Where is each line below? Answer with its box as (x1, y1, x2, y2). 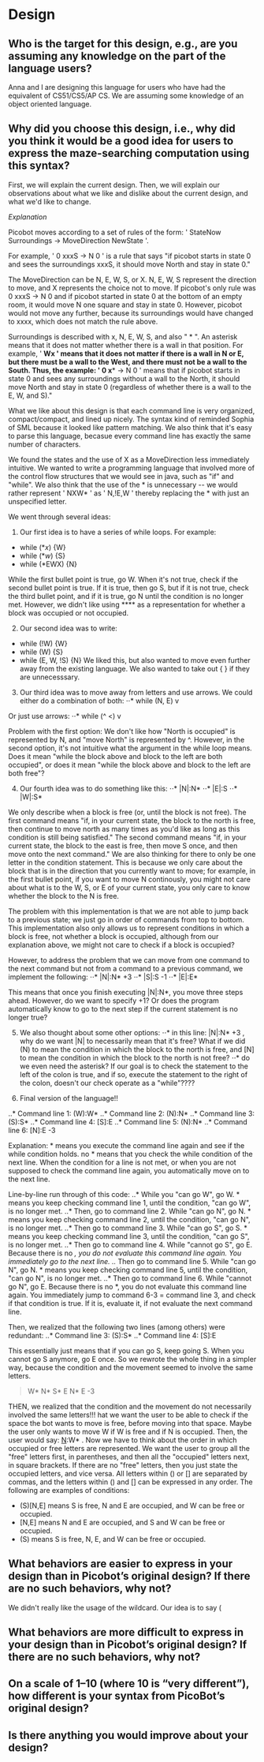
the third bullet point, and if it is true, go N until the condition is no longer (8, 591, 244, 600)
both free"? (8, 768, 45, 778)
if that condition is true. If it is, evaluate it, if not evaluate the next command (8, 1298, 253, 1307)
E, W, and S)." (8, 391, 53, 400)
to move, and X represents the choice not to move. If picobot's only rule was (8, 282, 256, 293)
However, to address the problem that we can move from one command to (8, 955, 250, 964)
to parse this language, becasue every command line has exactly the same (8, 431, 251, 440)
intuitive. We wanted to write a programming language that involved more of (8, 463, 255, 473)
